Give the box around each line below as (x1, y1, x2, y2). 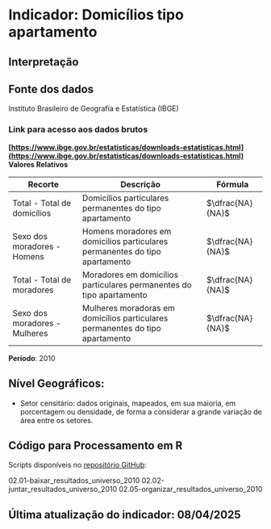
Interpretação (8, 55, 79, 69)
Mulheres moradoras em (81, 302, 176, 313)
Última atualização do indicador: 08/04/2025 (8, 507, 241, 522)
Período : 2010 (8, 353, 56, 363)
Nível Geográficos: (8, 377, 105, 391)
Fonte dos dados (8, 82, 94, 96)
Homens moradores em (81, 225, 172, 237)
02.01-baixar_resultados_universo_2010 (8, 476, 140, 485)
